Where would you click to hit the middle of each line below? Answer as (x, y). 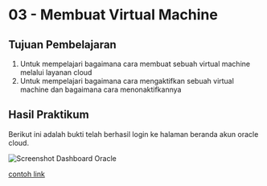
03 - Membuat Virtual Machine (113, 15)
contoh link (27, 174)
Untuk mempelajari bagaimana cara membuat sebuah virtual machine (135, 64)
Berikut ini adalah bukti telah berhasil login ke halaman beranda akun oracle (133, 134)
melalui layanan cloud (56, 72)
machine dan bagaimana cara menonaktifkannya (101, 89)
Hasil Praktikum (49, 115)
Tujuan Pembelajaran (62, 45)
